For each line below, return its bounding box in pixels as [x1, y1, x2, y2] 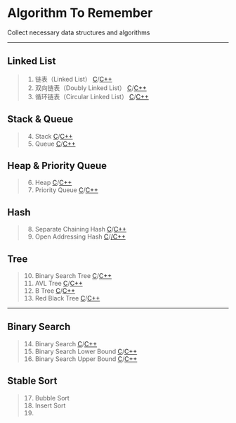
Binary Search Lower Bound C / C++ [34, 347, 138, 355]
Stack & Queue [7, 113, 74, 125]
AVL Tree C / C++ [34, 279, 83, 287]
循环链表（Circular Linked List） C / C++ [34, 92, 149, 101]
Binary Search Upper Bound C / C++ [34, 354, 138, 363]
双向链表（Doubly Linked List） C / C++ [34, 83, 147, 92]
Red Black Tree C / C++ [34, 294, 100, 302]
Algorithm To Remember [7, 5, 153, 21]
